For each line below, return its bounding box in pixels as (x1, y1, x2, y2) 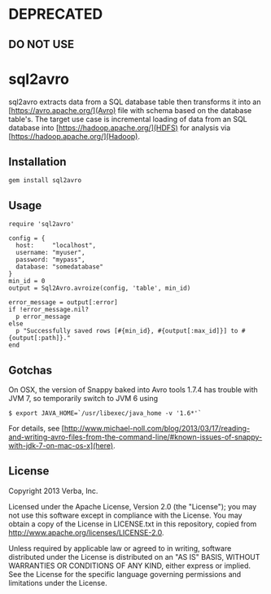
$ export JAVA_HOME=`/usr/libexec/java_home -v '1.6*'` (8, 408, 202, 417)
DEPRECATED (8, 5, 103, 24)
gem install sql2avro (8, 177, 82, 185)
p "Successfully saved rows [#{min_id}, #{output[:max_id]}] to (15, 327, 238, 335)
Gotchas (8, 363, 53, 377)
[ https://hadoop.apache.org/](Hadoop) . (8, 131, 141, 141)
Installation (8, 155, 67, 168)
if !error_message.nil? (8, 306, 90, 314)
